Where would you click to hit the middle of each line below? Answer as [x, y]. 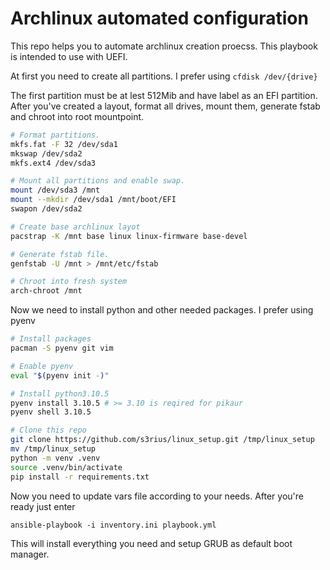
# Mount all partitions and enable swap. [98, 181]
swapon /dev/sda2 [46, 209]
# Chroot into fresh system [69, 282]
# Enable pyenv [42, 366]
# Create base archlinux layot [75, 227]
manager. [30, 554]
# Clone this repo [48, 430]
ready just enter [43, 506]
